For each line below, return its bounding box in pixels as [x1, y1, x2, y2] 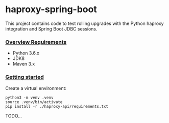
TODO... [5, 113, 22, 119]
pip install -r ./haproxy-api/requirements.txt [5, 104, 109, 109]
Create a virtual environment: [5, 85, 67, 91]
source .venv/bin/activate [5, 99, 63, 105]
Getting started [5, 74, 44, 81]
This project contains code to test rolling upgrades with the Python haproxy [5, 20, 164, 26]
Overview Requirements [5, 38, 67, 45]
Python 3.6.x [12, 50, 40, 56]
